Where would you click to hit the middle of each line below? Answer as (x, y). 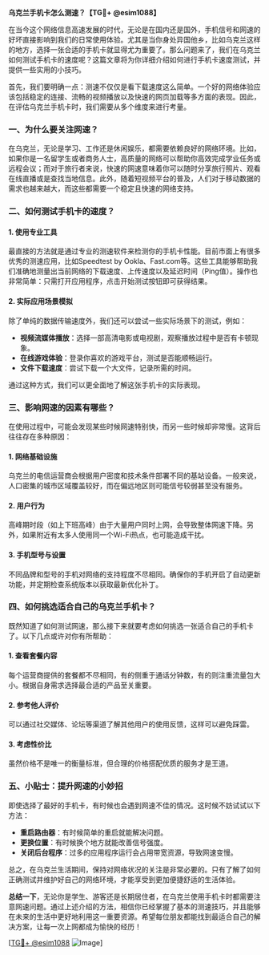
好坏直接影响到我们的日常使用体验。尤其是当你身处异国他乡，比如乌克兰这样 (134, 40)
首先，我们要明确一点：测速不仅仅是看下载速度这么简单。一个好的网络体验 (131, 87)
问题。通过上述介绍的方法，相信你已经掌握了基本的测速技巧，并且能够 (145, 906)
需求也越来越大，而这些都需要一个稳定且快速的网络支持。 (103, 188)
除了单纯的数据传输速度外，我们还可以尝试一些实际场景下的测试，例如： (127, 321)
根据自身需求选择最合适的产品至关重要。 (89, 686)
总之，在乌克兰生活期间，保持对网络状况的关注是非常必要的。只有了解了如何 (134, 869)
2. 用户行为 (27, 505)
